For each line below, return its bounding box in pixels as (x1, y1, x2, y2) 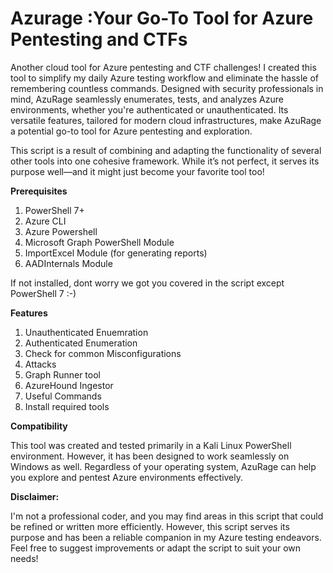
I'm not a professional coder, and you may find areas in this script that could (10, 510, 324, 522)
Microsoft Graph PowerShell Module (24, 236, 175, 248)
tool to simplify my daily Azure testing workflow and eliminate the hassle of (10, 72, 319, 84)
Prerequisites (10, 185, 68, 197)
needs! (10, 552, 39, 564)
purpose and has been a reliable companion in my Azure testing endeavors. (10, 531, 322, 543)
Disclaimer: (10, 490, 60, 502)
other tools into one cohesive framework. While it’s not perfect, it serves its (10, 155, 320, 167)
